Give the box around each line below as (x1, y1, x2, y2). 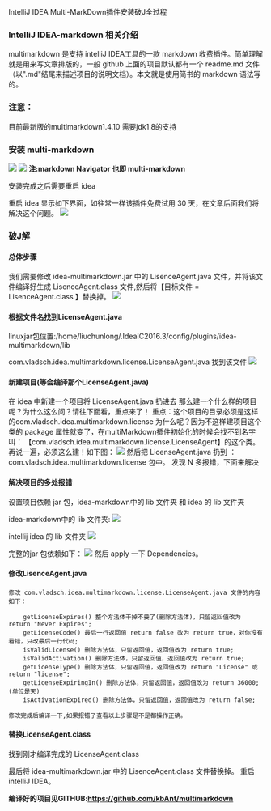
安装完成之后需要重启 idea (8, 180, 96, 190)
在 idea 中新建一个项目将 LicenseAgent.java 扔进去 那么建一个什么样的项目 (8, 397, 257, 406)
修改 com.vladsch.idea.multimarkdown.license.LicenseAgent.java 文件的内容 (8, 588, 261, 597)
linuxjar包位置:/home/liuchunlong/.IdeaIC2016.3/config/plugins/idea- (8, 331, 237, 342)
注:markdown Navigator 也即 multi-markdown (28, 163, 186, 173)
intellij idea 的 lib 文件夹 (8, 531, 87, 541)
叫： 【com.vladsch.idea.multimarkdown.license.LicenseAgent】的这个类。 (8, 437, 260, 447)
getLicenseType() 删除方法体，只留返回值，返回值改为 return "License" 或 (23, 663, 259, 671)
